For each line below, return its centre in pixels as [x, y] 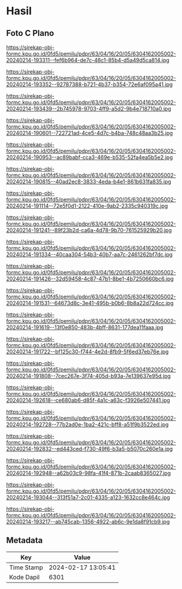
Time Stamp [26, 567]
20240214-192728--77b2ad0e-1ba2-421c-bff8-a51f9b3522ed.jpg [87, 425]
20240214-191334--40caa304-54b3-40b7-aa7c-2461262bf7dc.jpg [90, 254]
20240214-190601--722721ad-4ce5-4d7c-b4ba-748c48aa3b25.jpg [90, 133]
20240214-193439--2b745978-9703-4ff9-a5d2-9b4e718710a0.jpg [89, 109]
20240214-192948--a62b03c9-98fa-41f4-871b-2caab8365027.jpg [89, 473]
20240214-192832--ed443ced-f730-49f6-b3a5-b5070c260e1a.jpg [90, 449]
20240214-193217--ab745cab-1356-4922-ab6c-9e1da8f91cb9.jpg [88, 522]
